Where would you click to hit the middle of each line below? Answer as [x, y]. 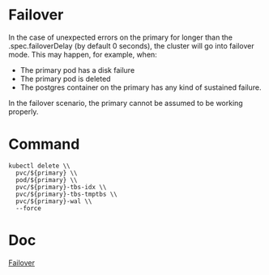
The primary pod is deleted [65, 78]
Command [44, 144]
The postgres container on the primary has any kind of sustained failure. [141, 87]
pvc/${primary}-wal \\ [54, 201]
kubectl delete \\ [39, 166]
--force [29, 208]
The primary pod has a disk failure [77, 70]
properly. [23, 112]
